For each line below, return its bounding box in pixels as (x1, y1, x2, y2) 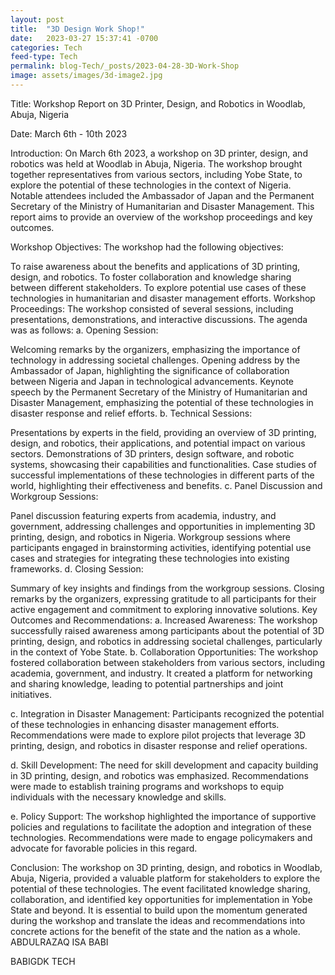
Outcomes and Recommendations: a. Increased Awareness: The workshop (10, 614, 318, 626)
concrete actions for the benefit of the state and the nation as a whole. (10, 925, 301, 937)
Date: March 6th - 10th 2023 (10, 127, 128, 140)
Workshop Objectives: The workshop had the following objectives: (10, 241, 284, 253)
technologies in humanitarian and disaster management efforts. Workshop (10, 292, 316, 304)
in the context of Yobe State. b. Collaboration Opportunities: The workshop (10, 646, 319, 658)
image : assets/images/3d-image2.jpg (10, 71, 163, 81)
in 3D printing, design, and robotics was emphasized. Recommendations (10, 769, 309, 781)
